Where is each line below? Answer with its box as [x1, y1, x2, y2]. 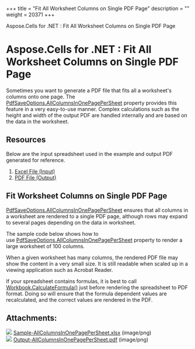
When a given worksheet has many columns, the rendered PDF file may [6, 254, 178, 261]
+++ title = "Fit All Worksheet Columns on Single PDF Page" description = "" [6, 5, 190, 12]
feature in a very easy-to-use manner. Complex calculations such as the [6, 105, 180, 113]
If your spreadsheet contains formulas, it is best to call [6, 277, 137, 285]
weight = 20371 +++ [6, 11, 55, 18]
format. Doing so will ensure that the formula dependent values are [6, 290, 168, 297]
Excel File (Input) [14, 167, 55, 175]
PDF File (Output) [14, 174, 57, 181]
